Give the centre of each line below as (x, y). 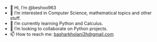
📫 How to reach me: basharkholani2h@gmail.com (62, 34)
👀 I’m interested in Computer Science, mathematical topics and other (81, 13)
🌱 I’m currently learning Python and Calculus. (56, 23)
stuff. (15, 18)
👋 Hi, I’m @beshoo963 (33, 8)
